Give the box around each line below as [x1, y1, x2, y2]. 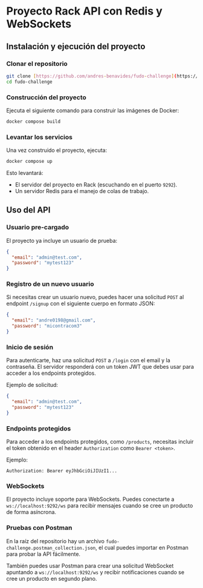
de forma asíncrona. [6, 509, 56, 516]
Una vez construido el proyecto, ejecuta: [6, 147, 108, 154]
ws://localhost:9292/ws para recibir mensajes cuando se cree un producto [6, 502, 193, 509]
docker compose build [6, 118, 61, 125]
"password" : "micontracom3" [11, 323, 83, 329]
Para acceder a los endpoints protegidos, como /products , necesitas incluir [6, 438, 194, 446]
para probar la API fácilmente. [6, 550, 80, 558]
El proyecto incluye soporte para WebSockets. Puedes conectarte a [6, 495, 175, 503]
